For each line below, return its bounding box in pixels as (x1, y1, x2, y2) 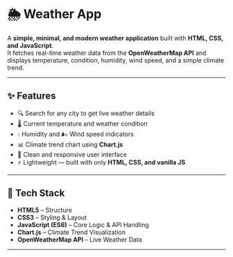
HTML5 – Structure (17, 206, 73, 214)
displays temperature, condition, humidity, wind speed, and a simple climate (7, 56, 224, 64)
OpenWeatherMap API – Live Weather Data (17, 235, 142, 244)
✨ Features (7, 90, 56, 102)
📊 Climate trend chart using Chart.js (17, 140, 123, 149)
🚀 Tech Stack (7, 188, 65, 199)
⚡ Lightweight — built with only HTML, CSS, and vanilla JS (17, 158, 186, 166)
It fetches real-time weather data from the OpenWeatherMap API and (7, 49, 207, 57)
